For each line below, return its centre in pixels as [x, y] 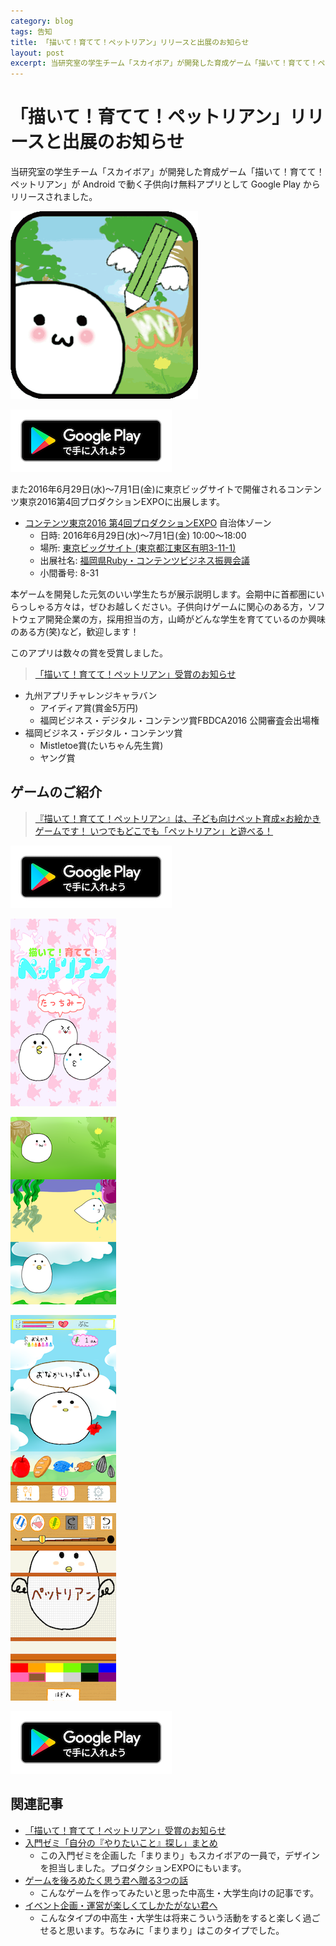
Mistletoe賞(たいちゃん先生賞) [101, 746]
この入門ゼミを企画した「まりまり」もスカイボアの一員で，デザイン [180, 1855]
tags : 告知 [31, 31]
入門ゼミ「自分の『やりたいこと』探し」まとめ [121, 1842]
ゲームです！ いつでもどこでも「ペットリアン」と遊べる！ [154, 831]
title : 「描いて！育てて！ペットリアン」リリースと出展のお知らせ [130, 42]
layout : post [37, 53]
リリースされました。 [54, 197]
